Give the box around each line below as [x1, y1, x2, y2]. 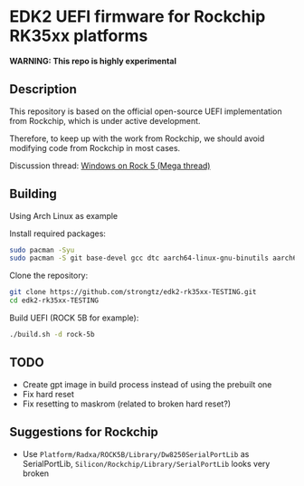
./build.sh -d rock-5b [9, 330, 95, 339]
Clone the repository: [9, 270, 89, 281]
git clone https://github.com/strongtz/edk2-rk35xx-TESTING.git [9, 288, 257, 297]
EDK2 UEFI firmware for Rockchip [9, 6, 266, 27]
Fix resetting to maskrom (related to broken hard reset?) [22, 398, 232, 409]
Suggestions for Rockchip [9, 424, 158, 440]
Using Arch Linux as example [9, 210, 119, 221]
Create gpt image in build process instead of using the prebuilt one [22, 378, 272, 390]
